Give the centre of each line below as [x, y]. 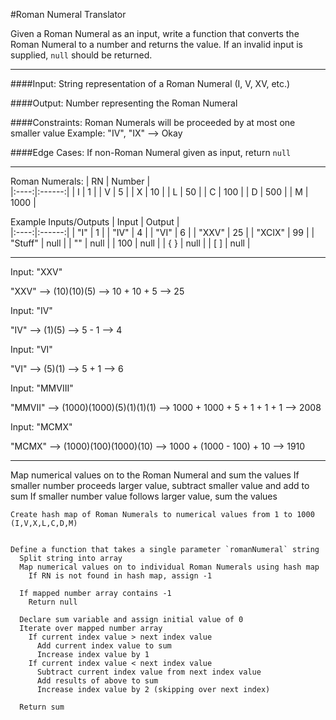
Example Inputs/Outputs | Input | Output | [95, 222]
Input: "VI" [31, 349]
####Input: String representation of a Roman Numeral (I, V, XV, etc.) [150, 83]
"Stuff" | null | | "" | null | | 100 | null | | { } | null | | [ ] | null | [130, 243]
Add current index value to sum [104, 646]
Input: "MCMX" [41, 427]
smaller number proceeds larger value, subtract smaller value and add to [160, 485]
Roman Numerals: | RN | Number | [80, 181]
